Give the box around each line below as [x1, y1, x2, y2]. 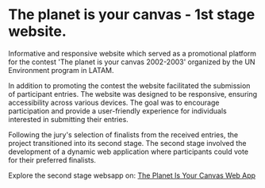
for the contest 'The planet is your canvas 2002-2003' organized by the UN [8, 57, 255, 67]
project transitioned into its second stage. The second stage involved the [8, 138, 248, 148]
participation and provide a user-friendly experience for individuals [8, 106, 228, 116]
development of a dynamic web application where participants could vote [8, 147, 248, 156]
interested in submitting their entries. [8, 114, 129, 124]
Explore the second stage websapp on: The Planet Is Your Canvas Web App [8, 171, 256, 180]
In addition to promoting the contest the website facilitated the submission [8, 81, 251, 90]
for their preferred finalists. [8, 155, 97, 164]
